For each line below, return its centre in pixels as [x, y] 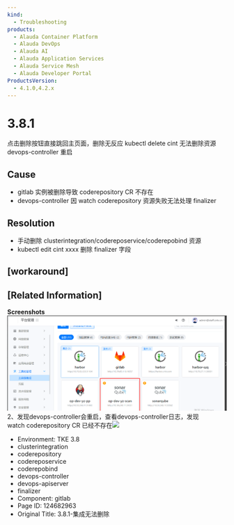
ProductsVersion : [32, 81]
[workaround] [38, 272]
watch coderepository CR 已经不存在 [60, 426]
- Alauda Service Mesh [46, 66]
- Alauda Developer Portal [53, 73]
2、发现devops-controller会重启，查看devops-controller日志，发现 [103, 417]
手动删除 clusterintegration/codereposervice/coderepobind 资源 [109, 241]
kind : [15, 15]
